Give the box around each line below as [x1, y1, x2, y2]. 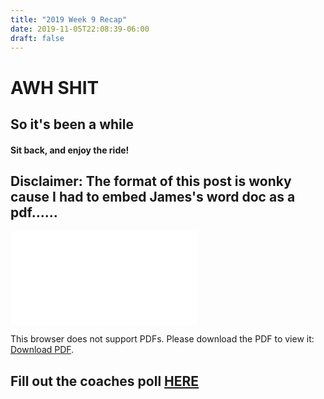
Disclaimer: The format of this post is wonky [10, 172, 292, 190]
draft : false [10, 33, 65, 43]
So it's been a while [10, 116, 134, 133]
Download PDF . [10, 344, 75, 356]
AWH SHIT [10, 76, 100, 99]
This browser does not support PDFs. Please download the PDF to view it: [10, 333, 315, 345]
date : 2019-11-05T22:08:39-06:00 [10, 24, 150, 34]
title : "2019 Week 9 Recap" [10, 14, 128, 25]
